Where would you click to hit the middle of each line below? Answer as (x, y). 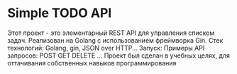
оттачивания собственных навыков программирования (92, 63)
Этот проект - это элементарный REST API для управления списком (111, 33)
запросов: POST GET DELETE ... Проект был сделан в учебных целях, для (119, 55)
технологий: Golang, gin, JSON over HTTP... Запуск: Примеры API (106, 48)
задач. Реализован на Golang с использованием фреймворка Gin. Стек (115, 40)
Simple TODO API (60, 13)
